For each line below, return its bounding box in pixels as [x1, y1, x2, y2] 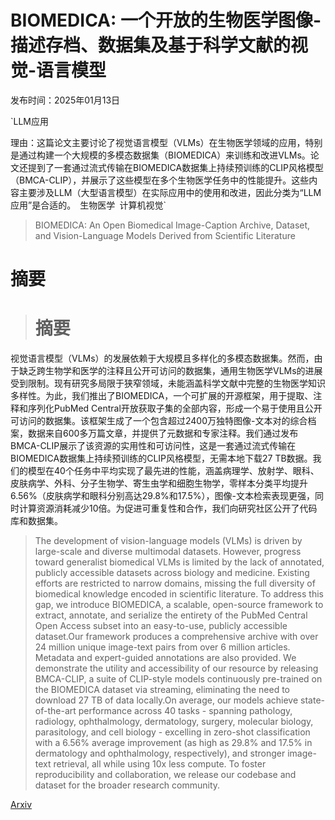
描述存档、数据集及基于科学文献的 [10, 34, 292, 57]
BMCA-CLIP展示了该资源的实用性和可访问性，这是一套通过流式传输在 [10, 440, 297, 452]
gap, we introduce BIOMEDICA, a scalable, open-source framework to [34, 599, 324, 611]
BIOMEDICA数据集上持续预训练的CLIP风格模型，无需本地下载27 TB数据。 [10, 452, 313, 465]
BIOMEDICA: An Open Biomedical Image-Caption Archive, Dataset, [34, 219, 311, 231]
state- [300, 694, 325, 706]
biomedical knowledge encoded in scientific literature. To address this [34, 588, 324, 600]
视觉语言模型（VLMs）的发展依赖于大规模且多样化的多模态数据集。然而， [10, 352, 315, 365]
